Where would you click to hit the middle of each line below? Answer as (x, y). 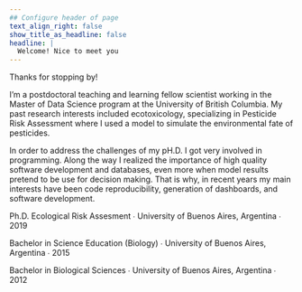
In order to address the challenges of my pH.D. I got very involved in (136, 151)
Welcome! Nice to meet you (68, 52)
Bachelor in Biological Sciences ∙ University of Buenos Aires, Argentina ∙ (143, 270)
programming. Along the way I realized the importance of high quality (138, 160)
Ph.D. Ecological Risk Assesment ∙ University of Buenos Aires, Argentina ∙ (146, 216)
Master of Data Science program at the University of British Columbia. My (146, 104)
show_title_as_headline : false (68, 34)
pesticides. (30, 133)
